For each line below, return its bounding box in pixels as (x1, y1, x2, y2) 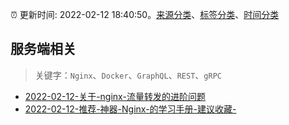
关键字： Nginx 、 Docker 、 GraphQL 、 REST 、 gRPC (34, 69, 222, 81)
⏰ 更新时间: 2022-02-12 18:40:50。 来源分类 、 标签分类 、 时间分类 (10, 9, 280, 20)
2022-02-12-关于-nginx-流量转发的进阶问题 (24, 90, 206, 102)
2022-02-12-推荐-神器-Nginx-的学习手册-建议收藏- (24, 103, 237, 115)
